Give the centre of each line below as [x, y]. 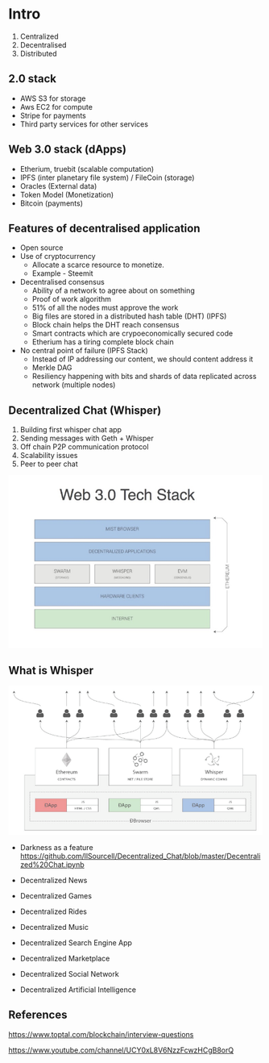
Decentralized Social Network [69, 973]
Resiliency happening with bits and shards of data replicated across [144, 377]
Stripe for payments [53, 115]
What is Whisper [51, 670]
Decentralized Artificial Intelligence [78, 990]
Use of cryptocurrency [58, 256]
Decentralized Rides [53, 911]
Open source [41, 248]
